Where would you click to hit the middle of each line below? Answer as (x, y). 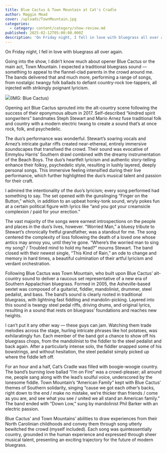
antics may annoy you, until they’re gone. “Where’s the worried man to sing (82, 242)
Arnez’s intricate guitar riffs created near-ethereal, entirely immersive (76, 144)
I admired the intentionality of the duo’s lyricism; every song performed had (82, 190)
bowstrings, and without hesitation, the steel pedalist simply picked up (77, 351)
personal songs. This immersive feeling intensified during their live (73, 170)
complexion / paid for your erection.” (43, 212)
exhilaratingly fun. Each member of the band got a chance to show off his (80, 336)
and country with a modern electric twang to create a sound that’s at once (81, 123)
